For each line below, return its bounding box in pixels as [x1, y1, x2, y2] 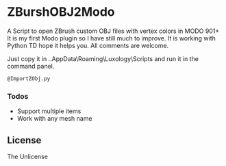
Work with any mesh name [16, 115, 92, 123]
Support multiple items [16, 107, 81, 115]
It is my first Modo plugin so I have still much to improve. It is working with [7, 34, 216, 42]
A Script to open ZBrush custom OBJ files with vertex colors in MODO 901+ [7, 27, 220, 35]
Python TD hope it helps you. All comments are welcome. [7, 41, 169, 49]
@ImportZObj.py [7, 75, 51, 82]
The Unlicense [7, 152, 48, 161]
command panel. [7, 62, 55, 70]
